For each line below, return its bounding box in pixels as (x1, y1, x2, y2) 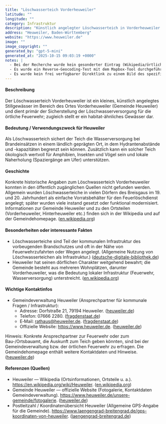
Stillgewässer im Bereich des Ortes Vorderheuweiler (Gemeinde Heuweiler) (5, 103, 158, 109)
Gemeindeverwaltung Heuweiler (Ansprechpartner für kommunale (12, 297, 147, 303)
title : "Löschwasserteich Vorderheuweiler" (5, 7, 96, 12)
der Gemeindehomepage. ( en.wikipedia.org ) (5, 216, 95, 222)
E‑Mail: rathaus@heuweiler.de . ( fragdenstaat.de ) (19, 318, 119, 324)
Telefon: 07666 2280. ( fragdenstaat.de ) (19, 313, 101, 319)
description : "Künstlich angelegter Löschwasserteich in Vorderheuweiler (5, 26, 161, 31)
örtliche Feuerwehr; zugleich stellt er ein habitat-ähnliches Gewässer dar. (5, 114, 154, 120)
